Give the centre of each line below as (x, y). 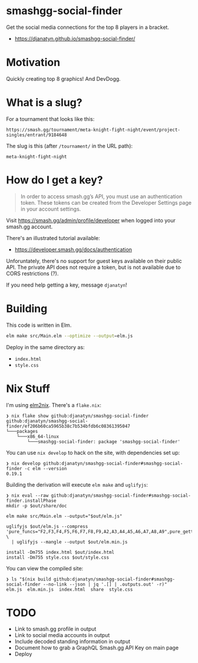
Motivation (33, 63)
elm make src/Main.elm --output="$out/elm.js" (64, 516)
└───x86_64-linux (38, 436)
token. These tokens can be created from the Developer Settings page (106, 202)
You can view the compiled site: (45, 568)
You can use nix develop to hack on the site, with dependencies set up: (93, 452)
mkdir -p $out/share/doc (37, 506)
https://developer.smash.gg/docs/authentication (73, 250)
